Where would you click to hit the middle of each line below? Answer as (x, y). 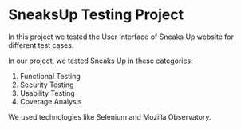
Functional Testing (50, 76)
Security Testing (47, 85)
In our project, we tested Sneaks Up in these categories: (101, 61)
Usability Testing (47, 93)
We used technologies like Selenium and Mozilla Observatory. (110, 116)
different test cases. (41, 45)
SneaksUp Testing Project (96, 15)
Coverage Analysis (51, 101)
